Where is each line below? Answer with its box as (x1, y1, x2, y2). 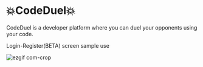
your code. (6, 30, 33, 37)
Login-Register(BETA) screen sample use (6, 42, 109, 49)
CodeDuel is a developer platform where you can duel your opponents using (6, 24, 198, 31)
